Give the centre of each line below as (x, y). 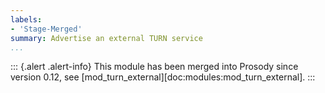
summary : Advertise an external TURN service (106, 38)
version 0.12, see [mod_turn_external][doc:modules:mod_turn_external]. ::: (163, 77)
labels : (26, 19)
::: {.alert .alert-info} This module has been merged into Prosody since (154, 67)
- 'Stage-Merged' (46, 29)
